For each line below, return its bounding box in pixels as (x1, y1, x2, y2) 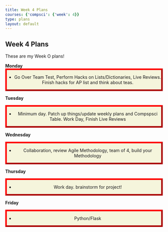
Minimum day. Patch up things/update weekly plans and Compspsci (17, 111, 158, 117)
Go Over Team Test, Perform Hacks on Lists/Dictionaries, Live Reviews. (14, 74, 161, 80)
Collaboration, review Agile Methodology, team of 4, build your (23, 147, 152, 153)
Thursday (5, 168, 26, 174)
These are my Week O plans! (5, 53, 65, 59)
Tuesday (5, 95, 24, 101)
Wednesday (5, 132, 31, 138)
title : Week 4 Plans (5, 7, 48, 13)
